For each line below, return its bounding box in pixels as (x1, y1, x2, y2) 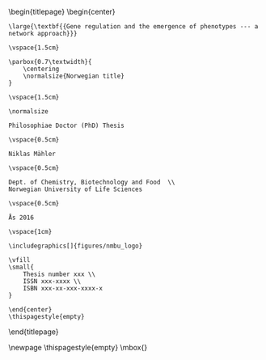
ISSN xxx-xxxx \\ (23, 277, 82, 286)
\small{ (8, 263, 35, 271)
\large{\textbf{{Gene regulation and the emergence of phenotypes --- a (8, 23, 259, 31)
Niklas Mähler (8, 150, 57, 158)
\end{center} (8, 306, 53, 314)
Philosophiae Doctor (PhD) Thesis (8, 121, 125, 129)
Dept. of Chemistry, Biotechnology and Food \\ (8, 178, 175, 186)
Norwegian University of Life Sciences (8, 185, 143, 193)
